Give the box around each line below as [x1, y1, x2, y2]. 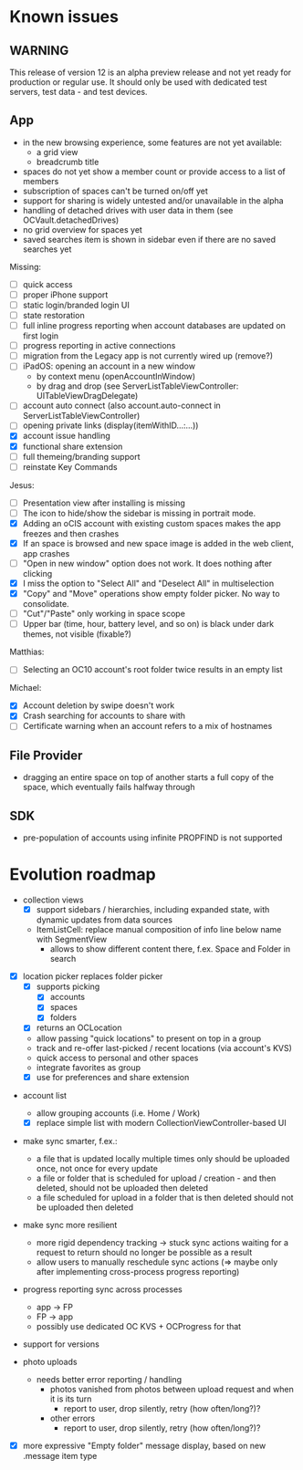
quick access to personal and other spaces [36, 1052, 199, 1063]
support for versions [22, 1339, 100, 1350]
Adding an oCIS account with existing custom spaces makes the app [22, 517, 281, 528]
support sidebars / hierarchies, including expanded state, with [36, 904, 270, 915]
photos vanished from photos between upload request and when [49, 1383, 295, 1394]
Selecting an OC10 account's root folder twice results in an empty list [22, 664, 283, 675]
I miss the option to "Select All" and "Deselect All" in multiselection [22, 578, 275, 589]
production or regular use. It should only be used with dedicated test [9, 77, 267, 88]
